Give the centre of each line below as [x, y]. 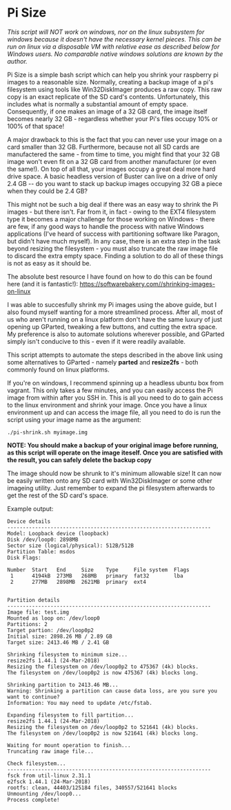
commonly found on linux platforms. [58, 369]
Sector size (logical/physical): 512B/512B [71, 545]
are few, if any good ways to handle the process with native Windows [106, 226]
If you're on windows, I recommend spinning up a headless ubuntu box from [115, 383]
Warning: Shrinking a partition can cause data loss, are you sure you [112, 691]
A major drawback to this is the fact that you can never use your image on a [115, 139]
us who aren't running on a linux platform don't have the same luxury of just [115, 319]
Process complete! [33, 800]
